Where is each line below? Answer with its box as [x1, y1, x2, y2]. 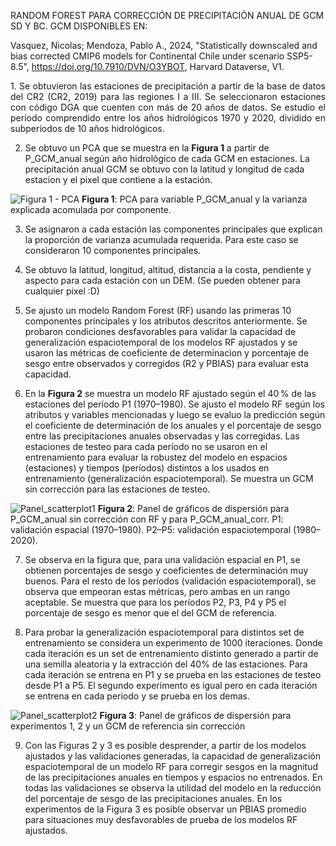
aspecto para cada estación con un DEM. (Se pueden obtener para [24, 275, 301, 286]
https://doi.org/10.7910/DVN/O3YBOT [31, 61, 185, 72]
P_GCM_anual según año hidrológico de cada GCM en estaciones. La [24, 153, 310, 164]
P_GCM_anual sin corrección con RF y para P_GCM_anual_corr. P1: [10, 513, 284, 525]
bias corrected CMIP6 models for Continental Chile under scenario [10, 50, 285, 62]
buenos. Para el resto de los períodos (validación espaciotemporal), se [24, 575, 317, 587]
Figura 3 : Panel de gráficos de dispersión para [99, 710, 292, 721]
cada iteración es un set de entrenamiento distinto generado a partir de [24, 648, 319, 659]
